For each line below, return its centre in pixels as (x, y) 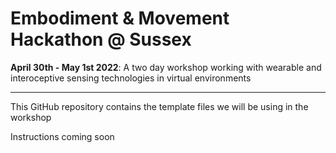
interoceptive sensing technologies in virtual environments (131, 78)
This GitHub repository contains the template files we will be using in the (159, 106)
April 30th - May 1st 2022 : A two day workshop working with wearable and (166, 67)
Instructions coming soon (62, 136)
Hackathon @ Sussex (101, 39)
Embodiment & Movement (120, 18)
